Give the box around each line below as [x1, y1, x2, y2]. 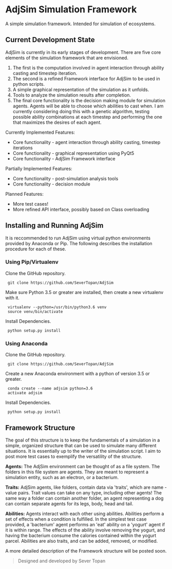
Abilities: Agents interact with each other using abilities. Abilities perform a [5, 510, 164, 517]
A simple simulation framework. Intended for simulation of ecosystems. [5, 21, 156, 27]
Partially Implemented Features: [5, 166, 73, 172]
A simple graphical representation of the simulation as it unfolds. [12, 86, 149, 93]
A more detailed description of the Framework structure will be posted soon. [5, 547, 167, 554]
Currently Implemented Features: [5, 129, 75, 135]
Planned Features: [5, 191, 44, 197]
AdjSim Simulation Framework [5, 4, 137, 15]
